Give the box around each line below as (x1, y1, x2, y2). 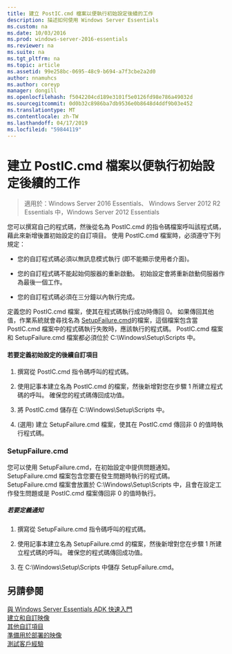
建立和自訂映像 (7, 613, 50, 621)
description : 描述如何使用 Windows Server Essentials (7, 17, 159, 24)
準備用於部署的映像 (7, 630, 62, 639)
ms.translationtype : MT (7, 107, 76, 113)
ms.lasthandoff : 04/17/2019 (7, 119, 88, 127)
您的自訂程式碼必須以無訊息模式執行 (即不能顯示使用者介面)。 (17, 255, 193, 263)
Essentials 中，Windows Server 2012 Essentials (23, 208, 160, 217)
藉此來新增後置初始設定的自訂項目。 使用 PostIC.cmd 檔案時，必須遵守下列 (7, 231, 221, 239)
